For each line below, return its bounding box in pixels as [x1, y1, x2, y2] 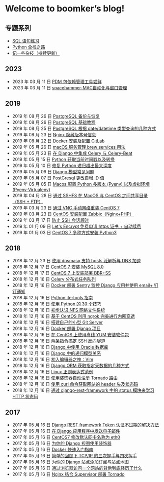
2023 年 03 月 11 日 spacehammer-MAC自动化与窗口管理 [12, 84, 128, 90]
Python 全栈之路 [12, 44, 46, 50]
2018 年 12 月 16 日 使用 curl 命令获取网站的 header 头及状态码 [12, 381, 138, 387]
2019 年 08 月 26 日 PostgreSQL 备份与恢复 [12, 113, 100, 119]
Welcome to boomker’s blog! [5, 3, 125, 14]
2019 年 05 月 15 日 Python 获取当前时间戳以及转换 [12, 156, 115, 162]
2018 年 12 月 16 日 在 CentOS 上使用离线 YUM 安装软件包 [12, 332, 129, 338]
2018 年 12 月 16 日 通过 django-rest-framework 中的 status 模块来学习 [12, 387, 155, 393]
